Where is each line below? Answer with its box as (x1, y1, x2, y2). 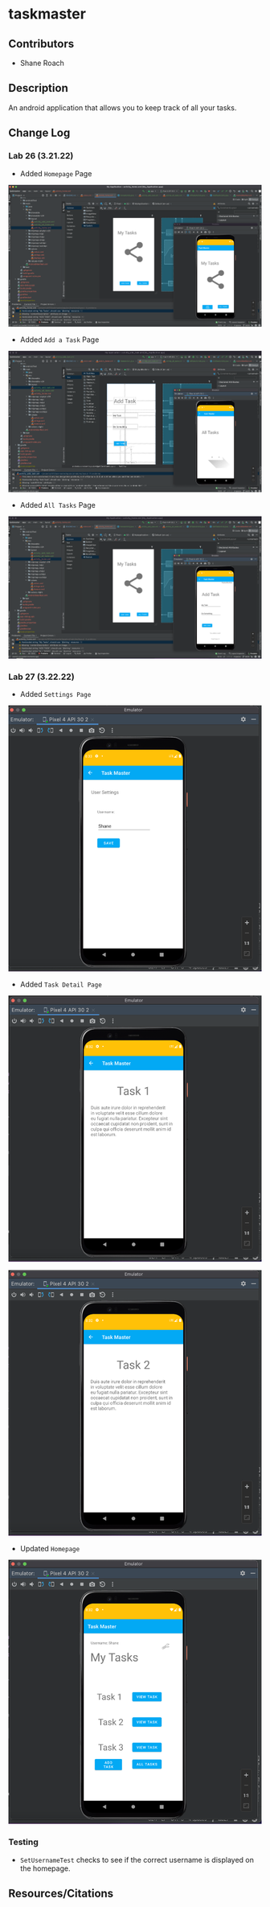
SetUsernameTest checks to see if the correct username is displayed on (19, 1855, 255, 1864)
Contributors (8, 37, 75, 51)
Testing (8, 1836, 39, 1847)
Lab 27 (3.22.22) (8, 671, 75, 682)
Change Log (8, 126, 71, 140)
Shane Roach (19, 58, 64, 68)
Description (8, 81, 68, 95)
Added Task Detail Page (19, 979, 102, 990)
